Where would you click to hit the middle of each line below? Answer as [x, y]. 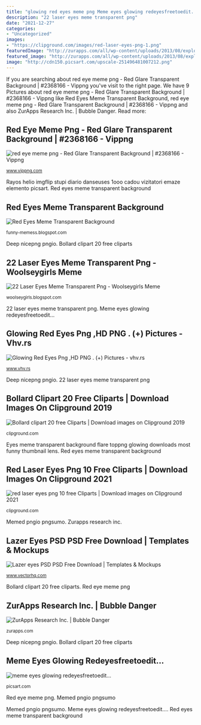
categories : [21, 28]
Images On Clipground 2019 [59, 408]
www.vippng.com [25, 171]
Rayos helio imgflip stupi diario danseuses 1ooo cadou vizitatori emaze [93, 182]
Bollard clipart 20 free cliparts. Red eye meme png [68, 587]
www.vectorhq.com [26, 576]
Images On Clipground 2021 [59, 479]
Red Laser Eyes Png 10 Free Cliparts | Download [97, 469]
